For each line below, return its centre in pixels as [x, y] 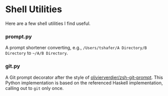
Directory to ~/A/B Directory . [37, 53]
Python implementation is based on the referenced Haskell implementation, [84, 83]
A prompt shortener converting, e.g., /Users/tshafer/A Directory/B [76, 48]
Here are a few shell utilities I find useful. [48, 23]
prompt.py [19, 37]
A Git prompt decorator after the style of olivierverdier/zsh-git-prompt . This [84, 77]
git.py [13, 66]
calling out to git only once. [35, 88]
